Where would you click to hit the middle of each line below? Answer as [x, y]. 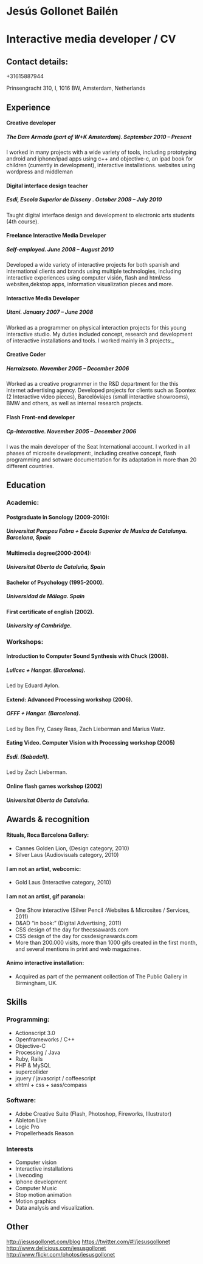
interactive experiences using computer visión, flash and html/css [89, 278]
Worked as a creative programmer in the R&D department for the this [92, 384]
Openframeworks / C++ [45, 1039]
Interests [20, 1149]
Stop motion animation [43, 1195]
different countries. [30, 466]
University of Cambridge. [39, 626]
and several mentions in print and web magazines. [78, 949]
